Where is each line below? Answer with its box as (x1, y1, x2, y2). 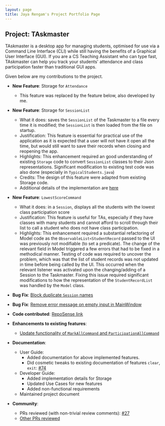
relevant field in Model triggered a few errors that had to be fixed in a (19, 246, 160, 252)
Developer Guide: (19, 370, 55, 376)
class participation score (19, 209, 70, 215)
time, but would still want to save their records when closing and (19, 143, 151, 149)
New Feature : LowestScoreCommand (12, 195, 81, 200)
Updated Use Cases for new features (27, 381, 102, 387)
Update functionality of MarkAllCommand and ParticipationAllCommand (19, 330, 160, 336)
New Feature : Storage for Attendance (12, 83, 88, 89)
